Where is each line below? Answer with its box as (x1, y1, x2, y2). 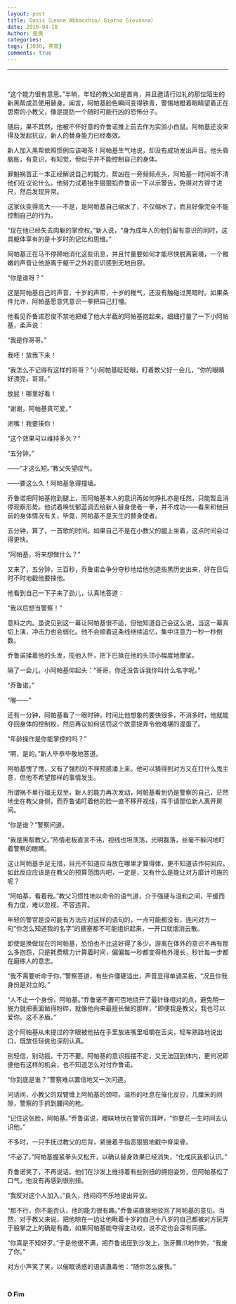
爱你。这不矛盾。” (7, 1012, 57, 1021)
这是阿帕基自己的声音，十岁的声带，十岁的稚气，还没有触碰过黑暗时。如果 (7, 288, 223, 296)
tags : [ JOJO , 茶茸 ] (7, 43, 63, 50)
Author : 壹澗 (7, 30, 44, 37)
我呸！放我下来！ (7, 351, 57, 359)
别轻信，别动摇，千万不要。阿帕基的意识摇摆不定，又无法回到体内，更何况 (7, 1051, 223, 1059)
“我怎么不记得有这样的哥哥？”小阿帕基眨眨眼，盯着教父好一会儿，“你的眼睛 (7, 365, 225, 374)
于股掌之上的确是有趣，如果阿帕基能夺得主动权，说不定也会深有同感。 (7, 1223, 211, 1232)
